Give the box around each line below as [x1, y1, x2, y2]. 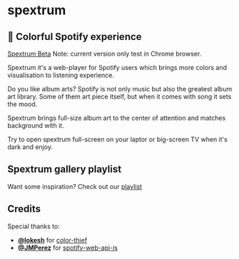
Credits [7, 203, 41, 215]
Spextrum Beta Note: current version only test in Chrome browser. [7, 49, 202, 58]
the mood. [7, 100, 38, 108]
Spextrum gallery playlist [7, 163, 122, 176]
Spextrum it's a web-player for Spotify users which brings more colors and [7, 64, 227, 71]
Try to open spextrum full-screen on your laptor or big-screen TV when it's [7, 135, 228, 143]
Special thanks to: [7, 222, 61, 230]
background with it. [7, 121, 64, 130]
